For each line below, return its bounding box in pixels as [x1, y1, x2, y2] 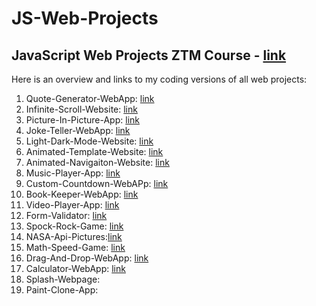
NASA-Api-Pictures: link [25, 231, 123, 242]
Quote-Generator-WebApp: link [25, 93, 155, 104]
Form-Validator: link [25, 210, 108, 221]
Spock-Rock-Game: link [25, 220, 124, 232]
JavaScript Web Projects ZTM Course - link [11, 47, 287, 64]
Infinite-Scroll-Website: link [25, 103, 138, 115]
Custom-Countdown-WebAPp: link [25, 178, 169, 189]
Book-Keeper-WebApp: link [25, 188, 139, 200]
